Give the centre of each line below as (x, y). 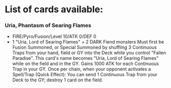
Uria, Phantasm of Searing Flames (48, 26)
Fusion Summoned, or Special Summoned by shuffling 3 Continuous (84, 48)
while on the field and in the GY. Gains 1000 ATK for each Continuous (85, 64)
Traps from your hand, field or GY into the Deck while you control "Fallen (89, 53)
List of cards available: (54, 9)
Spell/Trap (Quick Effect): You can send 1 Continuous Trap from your (85, 75)
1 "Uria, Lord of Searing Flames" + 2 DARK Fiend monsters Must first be (88, 42)
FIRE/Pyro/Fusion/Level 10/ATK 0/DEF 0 (54, 36)
